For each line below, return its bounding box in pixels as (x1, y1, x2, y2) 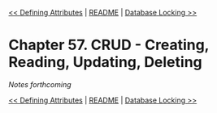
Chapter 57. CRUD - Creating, (8, 36, 210, 54)
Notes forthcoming (8, 79, 72, 89)
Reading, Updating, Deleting (8, 53, 203, 72)
